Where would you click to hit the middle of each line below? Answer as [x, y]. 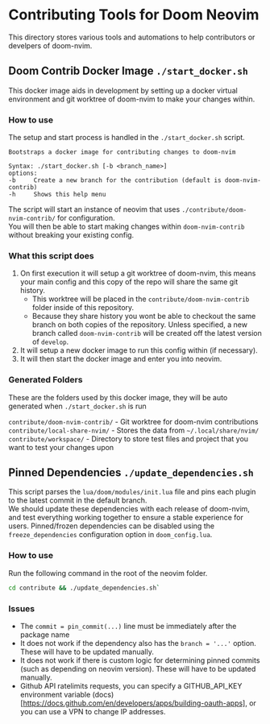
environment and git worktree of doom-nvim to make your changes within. [132, 99]
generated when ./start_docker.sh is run [77, 406]
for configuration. [86, 218]
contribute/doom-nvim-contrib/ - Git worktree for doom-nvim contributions [133, 421]
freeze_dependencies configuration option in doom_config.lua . [110, 535]
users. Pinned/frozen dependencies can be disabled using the [112, 526]
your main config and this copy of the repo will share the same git [129, 282]
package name [45, 635]
